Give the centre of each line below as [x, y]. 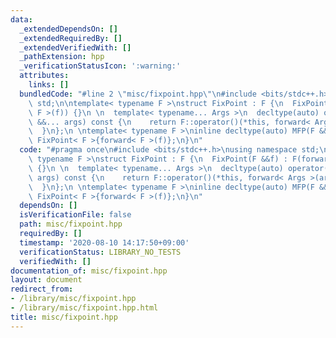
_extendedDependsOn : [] [68, 29]
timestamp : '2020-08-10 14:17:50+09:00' [104, 242]
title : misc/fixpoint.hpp [64, 317]
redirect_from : [42, 289]
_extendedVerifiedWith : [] [75, 47]
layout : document [46, 280]
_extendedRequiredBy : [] [71, 38]
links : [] [49, 85]
